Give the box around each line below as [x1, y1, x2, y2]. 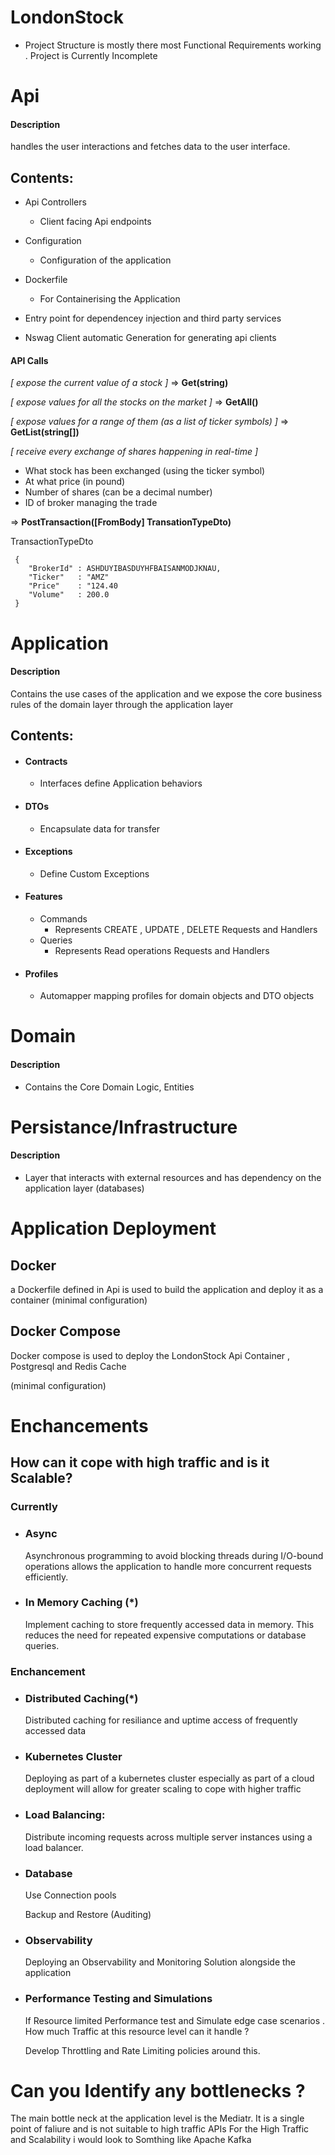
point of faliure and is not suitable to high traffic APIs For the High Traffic [10, 2123, 310, 2135]
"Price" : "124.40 [28, 581, 118, 591]
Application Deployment [10, 1217, 217, 1240]
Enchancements [10, 1414, 149, 1437]
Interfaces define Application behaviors [39, 777, 203, 790]
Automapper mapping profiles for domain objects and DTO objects [39, 990, 315, 1002]
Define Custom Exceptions [39, 867, 150, 880]
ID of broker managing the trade [24, 497, 158, 509]
